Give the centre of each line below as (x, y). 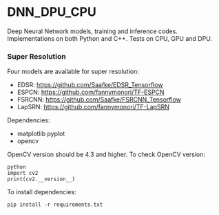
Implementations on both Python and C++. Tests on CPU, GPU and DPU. (109, 38)
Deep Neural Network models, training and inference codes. (92, 31)
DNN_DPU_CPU (52, 12)
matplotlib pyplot (41, 134)
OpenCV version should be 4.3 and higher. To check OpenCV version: (106, 155)
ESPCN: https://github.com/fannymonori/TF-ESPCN (91, 92)
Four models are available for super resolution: (73, 72)
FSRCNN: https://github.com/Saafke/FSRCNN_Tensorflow (99, 100)
